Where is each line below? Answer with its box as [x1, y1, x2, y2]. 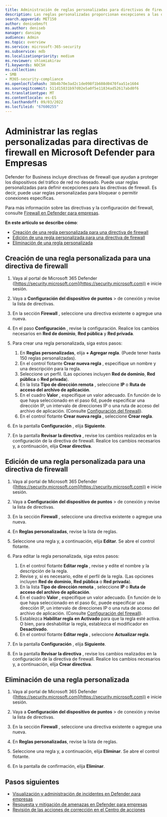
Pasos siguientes [5, 778, 60, 786]
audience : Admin [5, 35, 39, 40]
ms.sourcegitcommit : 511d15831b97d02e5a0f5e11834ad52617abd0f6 [5, 86, 139, 91]
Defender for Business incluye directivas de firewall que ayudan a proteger [5, 174, 159, 180]
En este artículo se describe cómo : [5, 219, 79, 225]
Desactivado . [19, 626, 48, 632]
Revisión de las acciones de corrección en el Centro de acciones [12, 807, 146, 813]
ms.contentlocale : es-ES [5, 95, 57, 100]
